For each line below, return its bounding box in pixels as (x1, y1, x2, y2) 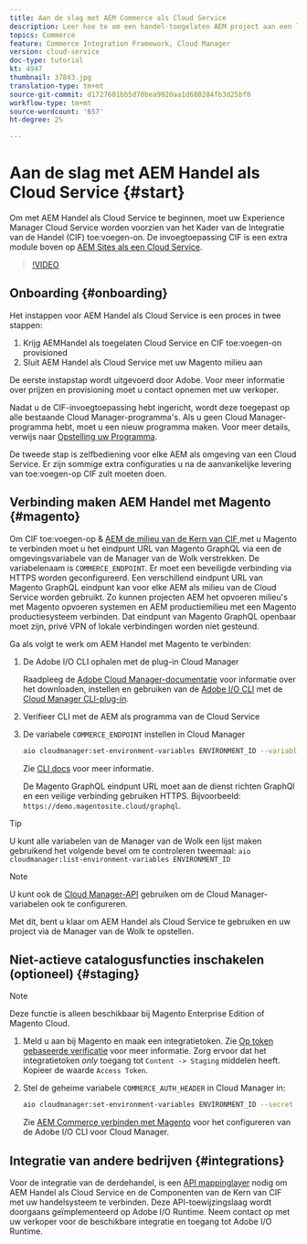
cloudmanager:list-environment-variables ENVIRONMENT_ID (9, 855, 231, 864)
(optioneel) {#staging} (9, 966, 140, 982)
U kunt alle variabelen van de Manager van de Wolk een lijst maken (9, 835, 262, 846)
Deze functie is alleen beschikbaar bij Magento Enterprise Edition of (9, 1008, 265, 1019)
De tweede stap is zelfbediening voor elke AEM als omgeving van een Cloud (9, 449, 297, 460)
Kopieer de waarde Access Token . (22, 1065, 149, 1076)
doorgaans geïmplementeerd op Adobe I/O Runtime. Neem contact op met (9, 1207, 291, 1217)
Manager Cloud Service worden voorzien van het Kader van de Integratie (9, 222, 285, 233)
